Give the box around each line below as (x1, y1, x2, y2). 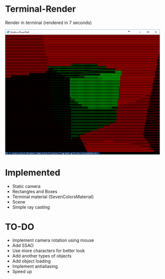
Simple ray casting (12, 204, 50, 210)
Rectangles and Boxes (12, 188, 57, 194)
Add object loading (12, 258, 51, 264)
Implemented (5, 167, 60, 178)
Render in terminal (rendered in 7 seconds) (5, 20, 92, 25)
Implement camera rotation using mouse (12, 237, 94, 243)
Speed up (12, 269, 32, 275)
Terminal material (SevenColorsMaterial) (12, 194, 94, 200)
